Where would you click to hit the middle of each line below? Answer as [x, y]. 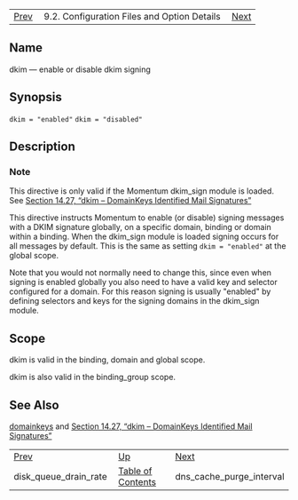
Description [42, 147]
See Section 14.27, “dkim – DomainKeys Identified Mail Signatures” [130, 201]
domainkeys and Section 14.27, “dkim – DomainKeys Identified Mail [131, 426]
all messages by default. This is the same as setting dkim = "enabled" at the [148, 246]
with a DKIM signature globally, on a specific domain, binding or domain [141, 227]
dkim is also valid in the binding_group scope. [92, 377]
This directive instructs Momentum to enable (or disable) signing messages [147, 218]
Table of [135, 471]
